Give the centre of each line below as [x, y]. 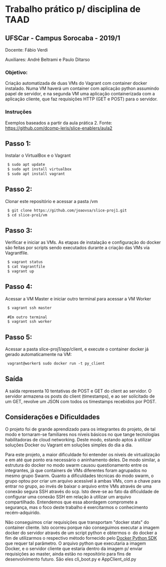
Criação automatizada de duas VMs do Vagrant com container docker [76, 83]
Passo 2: [19, 189]
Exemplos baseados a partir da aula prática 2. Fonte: [59, 123]
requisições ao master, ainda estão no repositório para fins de [68, 554]
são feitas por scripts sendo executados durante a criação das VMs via [77, 248]
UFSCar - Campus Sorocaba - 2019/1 [63, 38]
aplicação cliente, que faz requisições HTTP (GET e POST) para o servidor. [82, 99]
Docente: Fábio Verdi [26, 50]
